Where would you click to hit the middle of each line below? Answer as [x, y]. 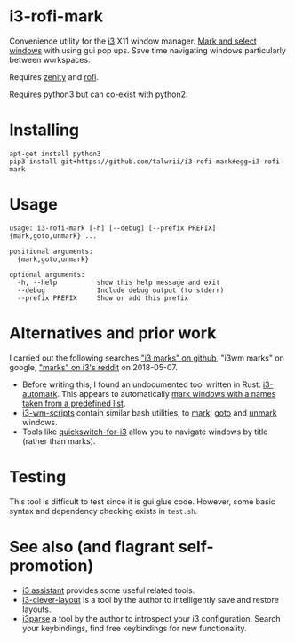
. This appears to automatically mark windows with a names [167, 393]
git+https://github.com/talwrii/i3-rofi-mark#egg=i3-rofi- [172, 162]
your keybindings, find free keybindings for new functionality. [134, 628]
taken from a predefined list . [74, 403]
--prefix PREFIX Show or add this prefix [103, 298]
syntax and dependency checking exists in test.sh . [104, 511]
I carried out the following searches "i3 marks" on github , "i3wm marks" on [147, 358]
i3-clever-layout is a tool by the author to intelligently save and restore [151, 599]
